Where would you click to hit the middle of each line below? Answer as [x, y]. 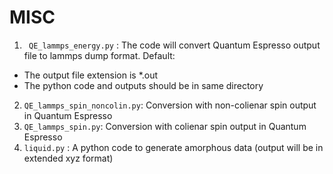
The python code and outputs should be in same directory [143, 85]
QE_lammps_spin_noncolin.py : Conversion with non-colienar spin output [170, 105]
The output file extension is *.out [91, 75]
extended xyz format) [68, 158]
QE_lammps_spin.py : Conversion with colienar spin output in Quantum [165, 126]
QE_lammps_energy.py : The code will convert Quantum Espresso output [174, 45]
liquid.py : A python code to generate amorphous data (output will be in [173, 147]
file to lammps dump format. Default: [99, 55]
